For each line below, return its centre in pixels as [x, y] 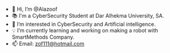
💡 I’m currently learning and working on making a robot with [85, 30]
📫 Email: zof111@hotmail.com [48, 44]
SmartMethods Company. [43, 37]
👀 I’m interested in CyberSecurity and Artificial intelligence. [84, 24]
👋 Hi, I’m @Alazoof [34, 9]
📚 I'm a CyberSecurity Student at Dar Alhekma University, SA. [88, 16]
